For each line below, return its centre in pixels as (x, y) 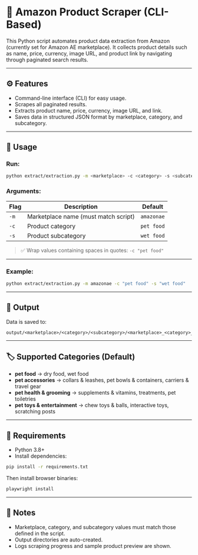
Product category (51, 226)
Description (81, 206)
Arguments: (24, 191)
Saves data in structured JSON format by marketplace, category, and (98, 117)
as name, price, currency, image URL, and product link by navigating (89, 53)
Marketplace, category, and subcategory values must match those (95, 527)
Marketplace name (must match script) (81, 216)
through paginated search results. (47, 60)
